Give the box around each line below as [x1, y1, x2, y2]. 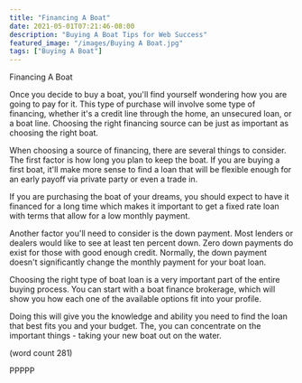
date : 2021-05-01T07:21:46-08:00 [9, 22, 135, 31]
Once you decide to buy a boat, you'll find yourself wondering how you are [9, 89, 288, 100]
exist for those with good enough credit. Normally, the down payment [9, 248, 268, 258]
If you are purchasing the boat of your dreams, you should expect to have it [9, 191, 290, 202]
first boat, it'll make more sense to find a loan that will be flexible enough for [9, 164, 292, 175]
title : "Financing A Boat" [9, 13, 111, 23]
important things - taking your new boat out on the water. [9, 331, 223, 341]
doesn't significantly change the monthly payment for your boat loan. [9, 257, 267, 267]
